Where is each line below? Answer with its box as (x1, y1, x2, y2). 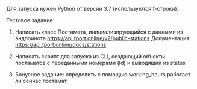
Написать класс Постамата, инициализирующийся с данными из (14, 28, 183, 35)
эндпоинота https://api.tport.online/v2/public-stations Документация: (14, 35, 191, 41)
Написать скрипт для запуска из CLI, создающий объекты (14, 53, 166, 60)
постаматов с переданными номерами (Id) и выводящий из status (14, 60, 186, 66)
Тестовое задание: (6, 17, 55, 23)
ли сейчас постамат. (14, 78, 68, 84)
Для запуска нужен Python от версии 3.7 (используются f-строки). (6, 5, 179, 12)
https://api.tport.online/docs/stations (14, 41, 107, 48)
